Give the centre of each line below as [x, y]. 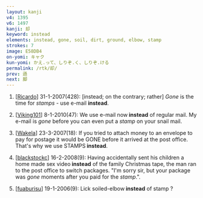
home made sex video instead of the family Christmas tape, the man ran [105, 164]
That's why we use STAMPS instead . [61, 146]
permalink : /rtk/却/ [32, 68]
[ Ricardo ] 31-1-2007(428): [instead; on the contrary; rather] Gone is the [105, 97]
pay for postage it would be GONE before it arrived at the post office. [101, 139]
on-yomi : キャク [26, 57]
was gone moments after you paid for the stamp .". [78, 177]
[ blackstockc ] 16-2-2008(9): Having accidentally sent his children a [99, 157]
